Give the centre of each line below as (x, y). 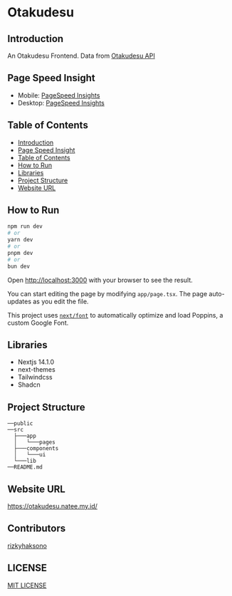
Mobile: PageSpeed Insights (59, 95)
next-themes (36, 370)
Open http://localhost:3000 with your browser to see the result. (100, 280)
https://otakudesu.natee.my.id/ (53, 506)
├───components (36, 449)
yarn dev (20, 240)
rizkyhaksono (27, 545)
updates (20, 301)
